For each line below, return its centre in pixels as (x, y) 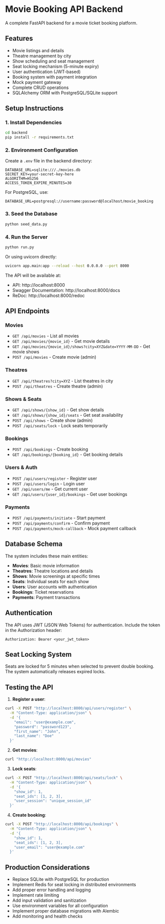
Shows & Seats (23, 399)
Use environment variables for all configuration (60, 906)
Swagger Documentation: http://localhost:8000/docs (66, 290)
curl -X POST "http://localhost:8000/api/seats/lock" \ (64, 778)
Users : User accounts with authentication (55, 587)
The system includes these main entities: (47, 556)
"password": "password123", (43, 727)
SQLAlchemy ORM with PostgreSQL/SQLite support (65, 92)
